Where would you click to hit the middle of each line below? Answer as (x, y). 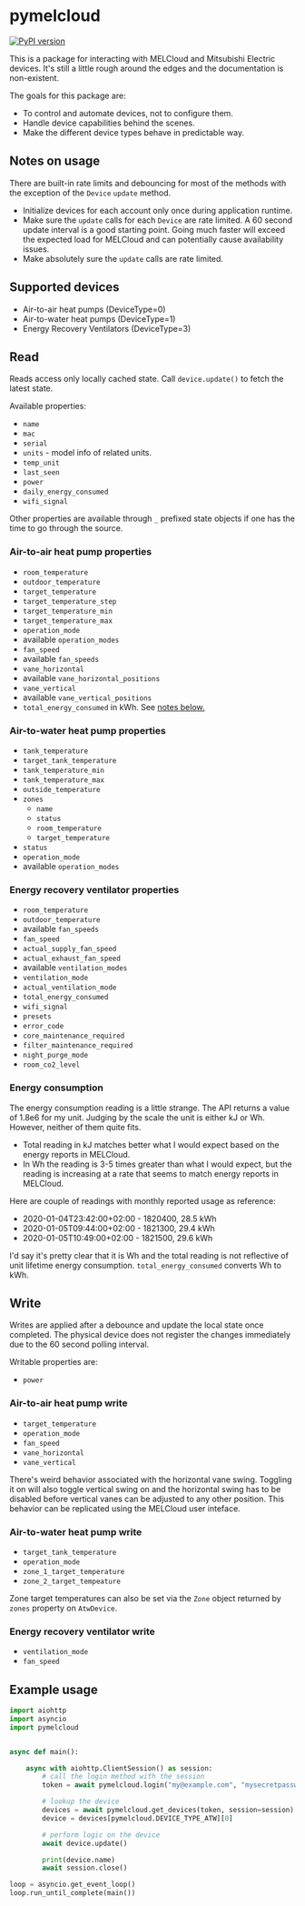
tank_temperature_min (63, 770)
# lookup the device (81, 1801)
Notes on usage (55, 161)
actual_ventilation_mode (69, 988)
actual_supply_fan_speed (69, 949)
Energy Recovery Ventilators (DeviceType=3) (107, 328)
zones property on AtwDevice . (64, 1608)
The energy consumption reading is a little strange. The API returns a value (150, 1108)
